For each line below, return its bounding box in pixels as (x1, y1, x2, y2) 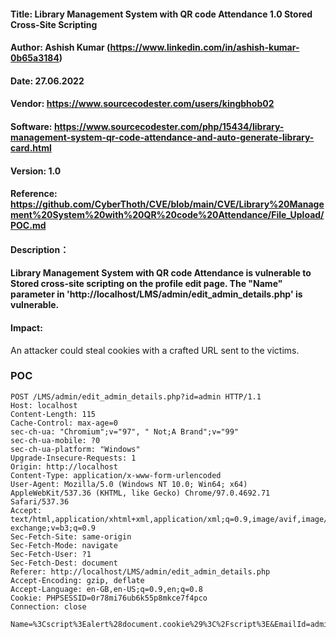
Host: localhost (10, 400, 78, 410)
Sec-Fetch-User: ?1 (10, 549, 92, 559)
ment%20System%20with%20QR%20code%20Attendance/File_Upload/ (10, 209, 325, 221)
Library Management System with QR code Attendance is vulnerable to (10, 267, 312, 279)
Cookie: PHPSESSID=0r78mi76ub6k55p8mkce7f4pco (10, 593, 208, 603)
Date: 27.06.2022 (10, 75, 85, 87)
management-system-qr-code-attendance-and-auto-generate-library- (10, 131, 315, 143)
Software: (10, 120, 53, 132)
